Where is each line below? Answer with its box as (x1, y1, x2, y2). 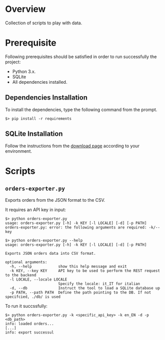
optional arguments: (5, 259, 48, 265)
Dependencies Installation (5, 93, 88, 102)
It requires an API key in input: (5, 207, 66, 213)
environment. (5, 148, 32, 154)
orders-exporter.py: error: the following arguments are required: (5, 225, 147, 230)
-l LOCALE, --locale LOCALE (9, 277, 68, 282)
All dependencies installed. (12, 79, 68, 85)
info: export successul (5, 330, 54, 335)
